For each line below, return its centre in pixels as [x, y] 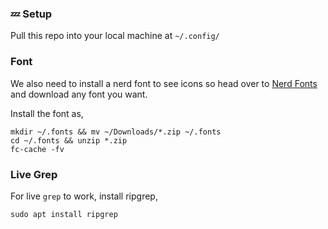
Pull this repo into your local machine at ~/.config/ [115, 36]
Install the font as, [47, 113]
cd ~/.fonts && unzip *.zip [69, 140]
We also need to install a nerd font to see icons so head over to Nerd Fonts [164, 83]
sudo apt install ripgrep [64, 214]
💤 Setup [31, 14]
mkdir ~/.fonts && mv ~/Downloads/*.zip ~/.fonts [116, 132]
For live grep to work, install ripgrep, [84, 196]
